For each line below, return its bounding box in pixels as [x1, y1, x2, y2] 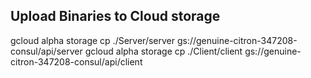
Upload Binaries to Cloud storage [10, 8, 221, 25]
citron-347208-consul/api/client [10, 55, 143, 68]
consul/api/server [10, 45, 83, 57]
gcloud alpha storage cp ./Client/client [84, 45, 243, 57]
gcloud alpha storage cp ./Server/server [10, 34, 175, 46]
